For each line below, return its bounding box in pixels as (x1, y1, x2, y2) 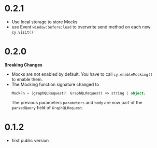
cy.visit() (11, 30, 34, 35)
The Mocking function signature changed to (11, 81, 100, 87)
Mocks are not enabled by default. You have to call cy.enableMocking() (11, 71, 153, 77)
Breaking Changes (4, 62, 43, 67)
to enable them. (11, 76, 43, 82)
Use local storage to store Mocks (11, 19, 78, 25)
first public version (11, 137, 49, 143)
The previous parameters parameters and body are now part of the (11, 99, 143, 105)
